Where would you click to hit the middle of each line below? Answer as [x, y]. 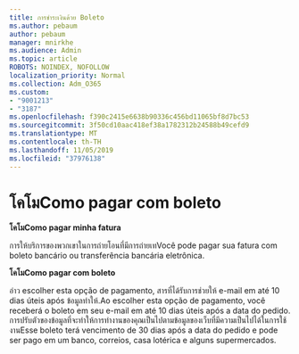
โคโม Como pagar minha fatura [66, 227]
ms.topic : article [43, 59]
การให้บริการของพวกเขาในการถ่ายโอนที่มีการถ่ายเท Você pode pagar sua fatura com [144, 245]
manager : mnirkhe [42, 42]
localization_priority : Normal [67, 76]
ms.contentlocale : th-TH [55, 142]
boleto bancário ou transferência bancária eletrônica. [107, 256]
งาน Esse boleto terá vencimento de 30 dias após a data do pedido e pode [144, 330]
